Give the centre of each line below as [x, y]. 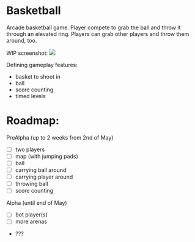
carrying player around [44, 177]
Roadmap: [33, 121]
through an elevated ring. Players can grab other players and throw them [98, 34]
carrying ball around [41, 170]
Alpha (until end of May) [37, 203]
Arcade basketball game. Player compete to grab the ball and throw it [94, 27]
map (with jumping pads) [46, 156]
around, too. [22, 40]
